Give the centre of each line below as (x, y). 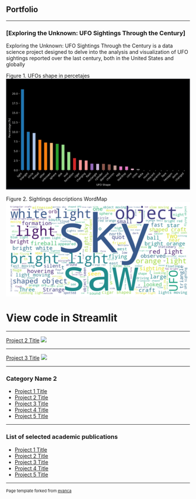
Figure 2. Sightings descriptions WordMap (57, 199)
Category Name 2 (32, 378)
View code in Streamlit (62, 318)
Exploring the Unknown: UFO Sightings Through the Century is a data (90, 46)
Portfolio (22, 10)
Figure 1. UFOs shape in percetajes (48, 76)
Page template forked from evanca (39, 491)
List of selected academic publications (62, 437)
